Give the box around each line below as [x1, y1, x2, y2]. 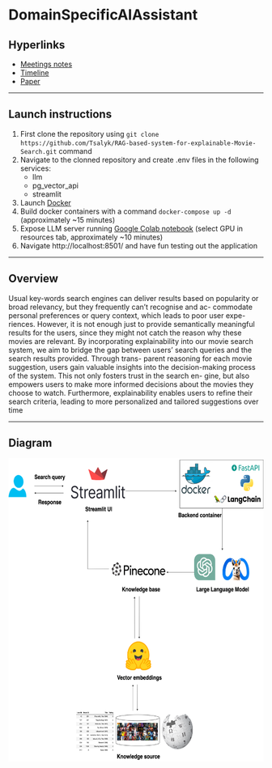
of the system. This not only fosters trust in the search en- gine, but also [8, 371, 249, 380]
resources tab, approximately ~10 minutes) [19, 232, 164, 242]
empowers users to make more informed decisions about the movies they [8, 379, 254, 389]
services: [19, 163, 51, 173]
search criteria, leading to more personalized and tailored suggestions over [8, 397, 259, 406]
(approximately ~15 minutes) [19, 214, 116, 224]
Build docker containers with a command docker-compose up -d [19, 206, 232, 216]
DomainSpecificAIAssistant [8, 6, 198, 24]
